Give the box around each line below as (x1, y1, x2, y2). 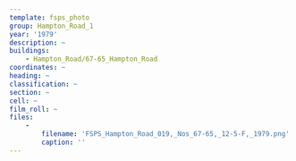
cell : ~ (9, 96, 38, 106)
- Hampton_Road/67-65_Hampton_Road (25, 55, 158, 64)
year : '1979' (9, 30, 58, 38)
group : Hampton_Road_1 (9, 21, 94, 30)
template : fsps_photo (9, 13, 90, 22)
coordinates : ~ (9, 64, 66, 72)
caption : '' (41, 138, 87, 147)
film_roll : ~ (9, 105, 58, 114)
